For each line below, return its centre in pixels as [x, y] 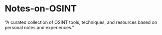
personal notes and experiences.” [39, 27]
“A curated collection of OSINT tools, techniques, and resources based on [81, 22]
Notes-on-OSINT [41, 9]
